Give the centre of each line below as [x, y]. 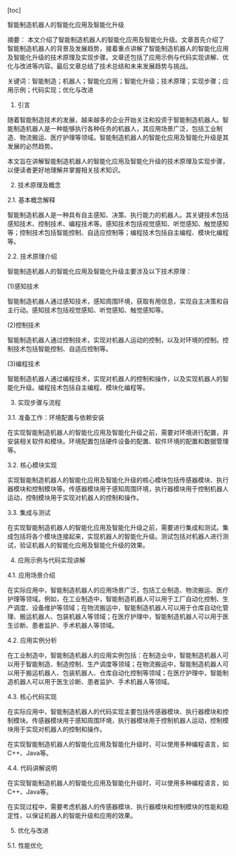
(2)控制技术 [24, 325]
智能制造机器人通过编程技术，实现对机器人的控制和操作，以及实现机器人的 [115, 379]
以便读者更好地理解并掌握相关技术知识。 [66, 170]
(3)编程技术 [24, 364]
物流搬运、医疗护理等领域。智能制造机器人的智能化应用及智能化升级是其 [124, 137]
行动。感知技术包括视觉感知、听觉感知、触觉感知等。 [90, 310]
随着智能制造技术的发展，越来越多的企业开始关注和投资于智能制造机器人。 [115, 120]
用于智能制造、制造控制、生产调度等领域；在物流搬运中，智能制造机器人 [118, 664]
